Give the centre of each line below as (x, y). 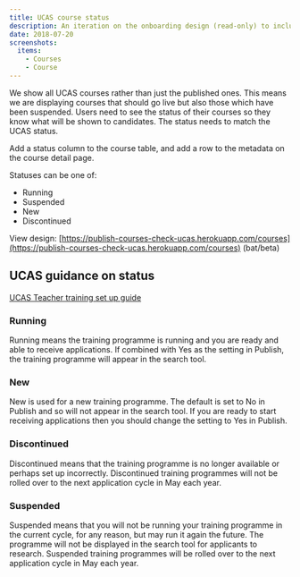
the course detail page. (52, 157)
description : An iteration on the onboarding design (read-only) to (139, 26)
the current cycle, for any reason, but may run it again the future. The (137, 534)
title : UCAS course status (59, 17)
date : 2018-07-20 (42, 34)
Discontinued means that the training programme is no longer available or (144, 463)
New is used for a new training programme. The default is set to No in (137, 402)
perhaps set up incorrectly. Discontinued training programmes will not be (144, 473)
